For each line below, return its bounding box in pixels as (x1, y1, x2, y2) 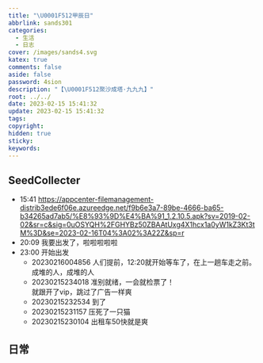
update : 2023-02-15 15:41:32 (8, 108, 105, 116)
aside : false (8, 71, 51, 78)
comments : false (8, 63, 62, 71)
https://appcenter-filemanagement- (38, 195, 154, 204)
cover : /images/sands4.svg (8, 48, 97, 56)
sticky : (8, 136, 34, 145)
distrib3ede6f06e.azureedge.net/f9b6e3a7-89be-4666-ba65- (19, 203, 224, 212)
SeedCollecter (8, 174, 81, 187)
